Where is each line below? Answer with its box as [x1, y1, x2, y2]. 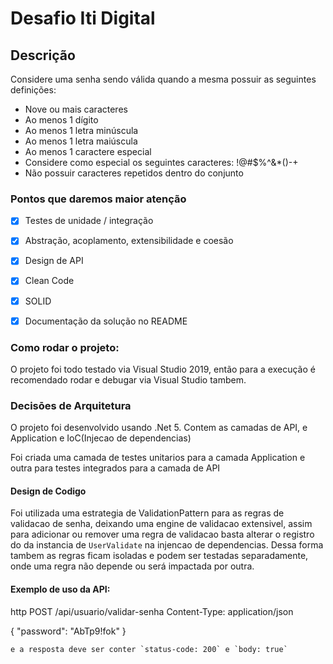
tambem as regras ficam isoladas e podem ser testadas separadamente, [10, 550, 309, 562]
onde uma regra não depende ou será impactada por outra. [10, 560, 255, 572]
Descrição [10, 47, 76, 64]
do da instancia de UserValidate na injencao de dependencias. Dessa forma [10, 539, 324, 551]
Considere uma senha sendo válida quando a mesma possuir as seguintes [10, 73, 317, 85]
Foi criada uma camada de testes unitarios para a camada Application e [10, 452, 306, 464]
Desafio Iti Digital [10, 7, 156, 30]
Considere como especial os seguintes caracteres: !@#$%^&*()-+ [24, 157, 299, 168]
